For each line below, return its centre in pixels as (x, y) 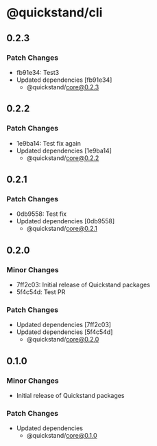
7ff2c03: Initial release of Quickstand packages (83, 285)
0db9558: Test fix (41, 214)
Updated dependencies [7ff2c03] (63, 325)
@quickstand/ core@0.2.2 (63, 158)
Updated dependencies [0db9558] (65, 221)
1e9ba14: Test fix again (49, 143)
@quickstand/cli (55, 13)
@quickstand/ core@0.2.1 (62, 229)
